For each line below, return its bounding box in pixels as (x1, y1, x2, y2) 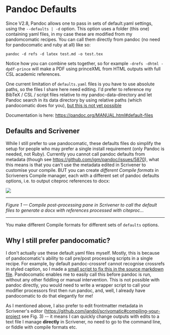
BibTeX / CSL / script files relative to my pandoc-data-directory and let (6, 91, 152, 98)
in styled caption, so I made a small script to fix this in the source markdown (6, 266, 164, 272)
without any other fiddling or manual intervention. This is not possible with (6, 276, 160, 282)
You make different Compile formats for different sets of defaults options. (6, 221, 159, 228)
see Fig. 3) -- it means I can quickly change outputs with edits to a (21, 313, 159, 319)
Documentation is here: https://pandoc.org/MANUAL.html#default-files (6, 112, 153, 118)
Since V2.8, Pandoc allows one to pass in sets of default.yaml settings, (6, 20, 153, 26)
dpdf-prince (6, 67, 31, 72)
